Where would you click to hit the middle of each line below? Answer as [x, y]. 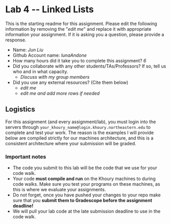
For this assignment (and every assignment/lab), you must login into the [81, 122]
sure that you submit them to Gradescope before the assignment [82, 200]
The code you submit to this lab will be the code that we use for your [85, 168]
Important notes [26, 156]
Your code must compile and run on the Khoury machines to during [84, 179]
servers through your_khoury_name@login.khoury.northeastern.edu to [78, 127]
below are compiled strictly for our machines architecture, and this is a [79, 138]
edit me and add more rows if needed [60, 93]
